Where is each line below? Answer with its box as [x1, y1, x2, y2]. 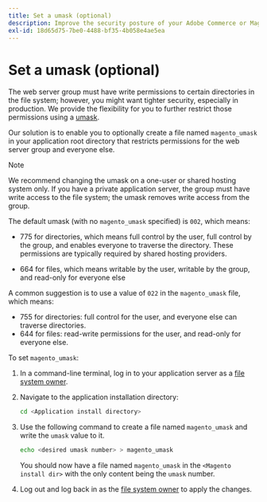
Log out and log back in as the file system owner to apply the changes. [19, 484, 253, 494]
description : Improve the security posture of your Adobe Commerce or [8, 19, 247, 27]
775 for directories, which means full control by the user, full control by [19, 232, 252, 241]
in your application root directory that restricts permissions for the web [8, 136, 240, 146]
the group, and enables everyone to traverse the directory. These [19, 241, 234, 250]
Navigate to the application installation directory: [19, 392, 179, 402]
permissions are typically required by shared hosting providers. [19, 249, 227, 259]
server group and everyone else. [8, 145, 115, 155]
